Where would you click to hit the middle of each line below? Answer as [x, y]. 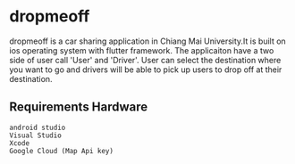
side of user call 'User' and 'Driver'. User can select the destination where [145, 60]
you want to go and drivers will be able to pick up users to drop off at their [146, 70]
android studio [38, 127]
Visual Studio [36, 135]
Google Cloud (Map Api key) [62, 151]
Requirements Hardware [79, 107]
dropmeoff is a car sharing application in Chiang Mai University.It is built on [147, 41]
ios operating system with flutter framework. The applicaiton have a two [142, 50]
